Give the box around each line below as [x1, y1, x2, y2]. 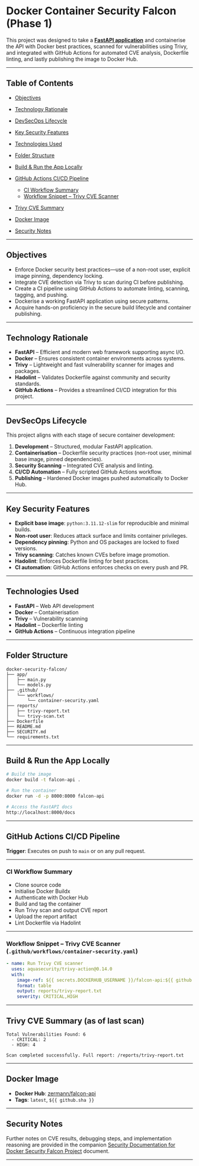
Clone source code [14, 881, 62, 888]
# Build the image [6, 772, 52, 778]
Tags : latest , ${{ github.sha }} [14, 1096, 95, 1103]
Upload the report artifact [14, 913, 77, 920]
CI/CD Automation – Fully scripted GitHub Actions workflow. [14, 468, 163, 475]
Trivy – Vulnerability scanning [14, 615, 88, 622]
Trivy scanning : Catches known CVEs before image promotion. [14, 551, 170, 558]
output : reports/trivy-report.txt [17, 988, 102, 994]
